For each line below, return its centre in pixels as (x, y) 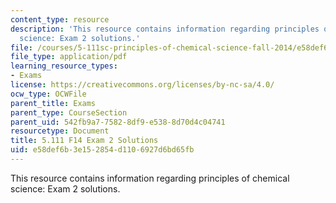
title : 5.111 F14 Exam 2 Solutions (84, 141)
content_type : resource (60, 19)
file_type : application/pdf (69, 57)
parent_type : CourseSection (69, 112)
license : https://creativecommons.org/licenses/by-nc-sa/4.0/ (142, 85)
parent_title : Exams (53, 103)
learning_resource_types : (64, 66)
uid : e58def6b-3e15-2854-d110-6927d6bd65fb (102, 150)
